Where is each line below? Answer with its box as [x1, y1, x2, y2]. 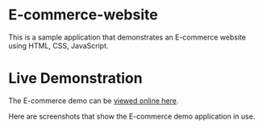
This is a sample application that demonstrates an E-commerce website [8, 32, 246, 42]
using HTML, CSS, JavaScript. [8, 40, 109, 50]
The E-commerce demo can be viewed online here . [8, 95, 179, 106]
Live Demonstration [8, 69, 143, 88]
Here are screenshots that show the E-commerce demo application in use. [8, 111, 256, 121]
